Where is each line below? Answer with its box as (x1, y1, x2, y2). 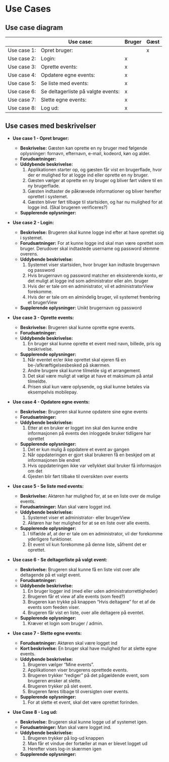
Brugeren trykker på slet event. (27, 683, 92, 689)
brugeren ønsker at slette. (27, 677, 82, 683)
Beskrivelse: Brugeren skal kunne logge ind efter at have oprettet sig (20, 229, 164, 235)
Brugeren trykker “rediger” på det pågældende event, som (27, 672, 149, 678)
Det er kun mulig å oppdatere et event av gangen (27, 446, 130, 452)
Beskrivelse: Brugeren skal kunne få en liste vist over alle (20, 566, 140, 572)
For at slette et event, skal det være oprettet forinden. (27, 699, 139, 705)
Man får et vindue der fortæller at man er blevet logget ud (27, 740, 148, 746)
